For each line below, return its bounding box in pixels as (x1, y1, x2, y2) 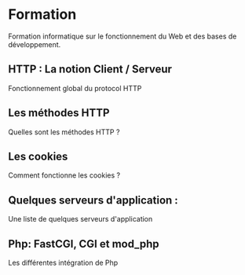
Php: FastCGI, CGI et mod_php (8, 237, 159, 251)
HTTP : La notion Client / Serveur (8, 63, 173, 76)
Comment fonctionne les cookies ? (8, 170, 120, 180)
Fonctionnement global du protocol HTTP (8, 83, 142, 93)
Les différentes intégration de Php (8, 258, 119, 267)
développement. (8, 39, 61, 49)
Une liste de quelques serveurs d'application (8, 214, 153, 224)
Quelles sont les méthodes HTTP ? (8, 127, 120, 137)
